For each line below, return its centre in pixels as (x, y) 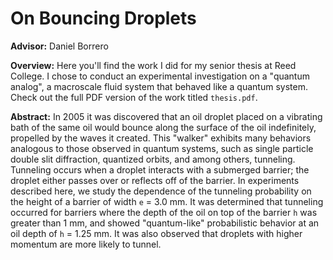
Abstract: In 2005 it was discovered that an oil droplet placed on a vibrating (166, 116)
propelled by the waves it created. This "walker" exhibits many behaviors (161, 138)
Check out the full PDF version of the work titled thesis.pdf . (134, 97)
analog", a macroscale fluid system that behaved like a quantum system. (159, 86)
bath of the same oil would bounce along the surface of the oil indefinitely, (163, 127)
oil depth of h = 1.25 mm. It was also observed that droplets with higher (156, 233)
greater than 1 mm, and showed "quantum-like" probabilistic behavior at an (165, 223)
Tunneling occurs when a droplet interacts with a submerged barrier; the (160, 169)
